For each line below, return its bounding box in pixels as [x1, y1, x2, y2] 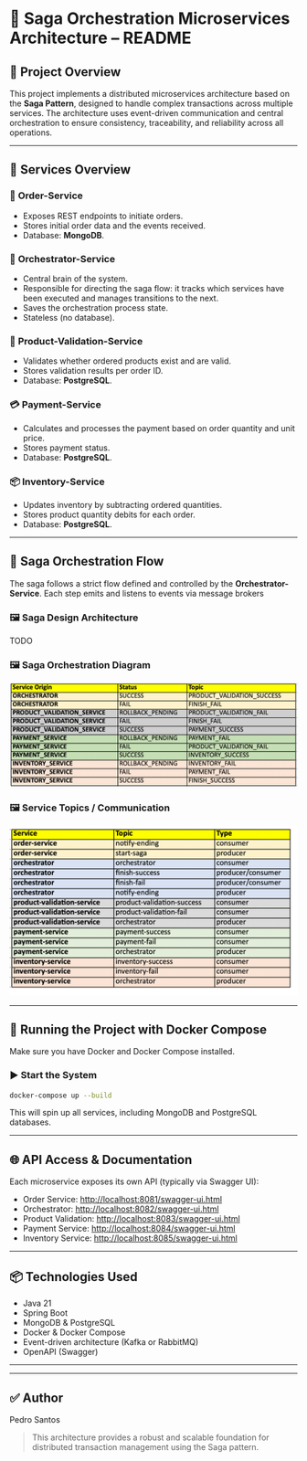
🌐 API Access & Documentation [9, 1151, 193, 1168]
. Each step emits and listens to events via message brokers [39, 588, 265, 598]
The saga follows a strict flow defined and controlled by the [9, 577, 234, 588]
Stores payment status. [22, 442, 111, 453]
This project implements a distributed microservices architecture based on [9, 89, 291, 99]
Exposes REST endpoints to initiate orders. [22, 210, 184, 221]
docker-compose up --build [9, 1091, 112, 1100]
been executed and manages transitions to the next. [22, 292, 219, 303]
